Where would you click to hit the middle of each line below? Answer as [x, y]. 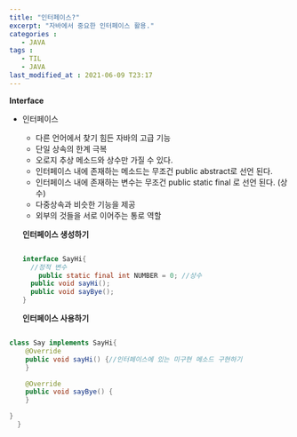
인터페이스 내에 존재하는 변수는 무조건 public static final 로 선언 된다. [155, 182]
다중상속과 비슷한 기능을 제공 [85, 204]
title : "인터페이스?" [44, 17]
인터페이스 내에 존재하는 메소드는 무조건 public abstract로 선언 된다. [154, 171]
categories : [33, 34]
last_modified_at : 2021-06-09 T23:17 [81, 75]
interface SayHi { [54, 258]
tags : [21, 51]
